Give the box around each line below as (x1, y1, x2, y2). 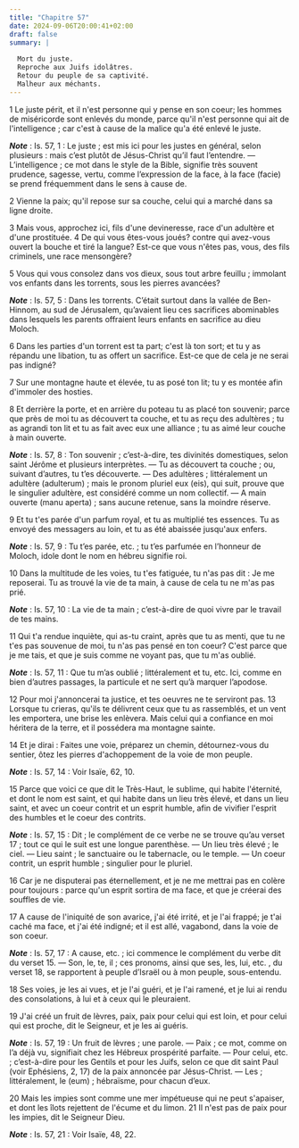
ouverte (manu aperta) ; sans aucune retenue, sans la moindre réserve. (9, 496, 271, 507)
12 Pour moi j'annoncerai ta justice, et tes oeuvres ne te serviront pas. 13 (9, 694, 277, 704)
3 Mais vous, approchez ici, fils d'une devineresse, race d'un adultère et (9, 222, 275, 233)
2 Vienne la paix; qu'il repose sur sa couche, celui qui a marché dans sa (9, 195, 273, 206)
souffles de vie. (9, 894, 66, 904)
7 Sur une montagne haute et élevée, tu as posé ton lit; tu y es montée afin (9, 377, 283, 387)
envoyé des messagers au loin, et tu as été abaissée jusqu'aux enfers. (9, 523, 268, 534)
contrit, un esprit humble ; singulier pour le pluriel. (9, 858, 194, 869)
